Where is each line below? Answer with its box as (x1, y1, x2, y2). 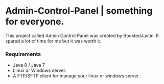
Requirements (5, 51, 41, 58)
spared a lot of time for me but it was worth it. (5, 38, 102, 44)
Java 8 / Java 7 (12, 62, 45, 68)
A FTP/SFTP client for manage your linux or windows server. (12, 73, 140, 79)
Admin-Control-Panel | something (5, 5, 153, 17)
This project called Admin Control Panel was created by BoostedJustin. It (5, 32, 159, 38)
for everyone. (5, 16, 64, 27)
